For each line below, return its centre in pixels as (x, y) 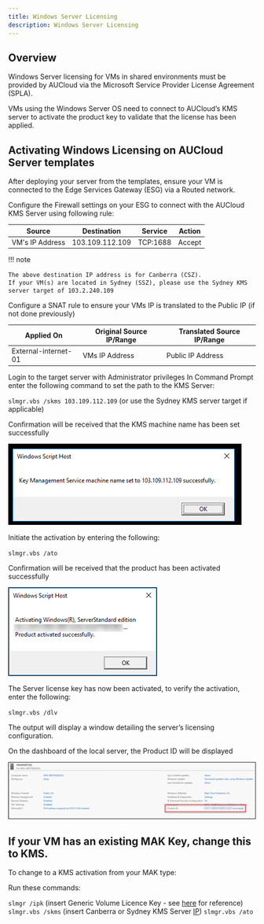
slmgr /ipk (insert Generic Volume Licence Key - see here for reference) (126, 903)
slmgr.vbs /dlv (33, 712)
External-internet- (42, 351)
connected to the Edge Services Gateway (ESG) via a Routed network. (122, 190)
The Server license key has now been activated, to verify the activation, (124, 688)
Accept (190, 242)
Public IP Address (195, 355)
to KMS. (28, 854)
